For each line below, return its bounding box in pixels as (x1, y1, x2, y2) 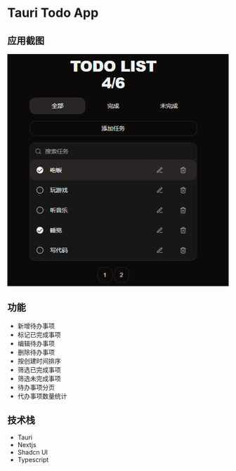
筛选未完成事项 (17, 374, 61, 383)
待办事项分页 (17, 383, 55, 391)
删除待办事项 (17, 347, 55, 356)
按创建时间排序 (17, 357, 61, 365)
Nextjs (17, 441, 37, 449)
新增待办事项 (17, 321, 55, 330)
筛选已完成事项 (17, 365, 61, 373)
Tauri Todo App (7, 5, 99, 21)
